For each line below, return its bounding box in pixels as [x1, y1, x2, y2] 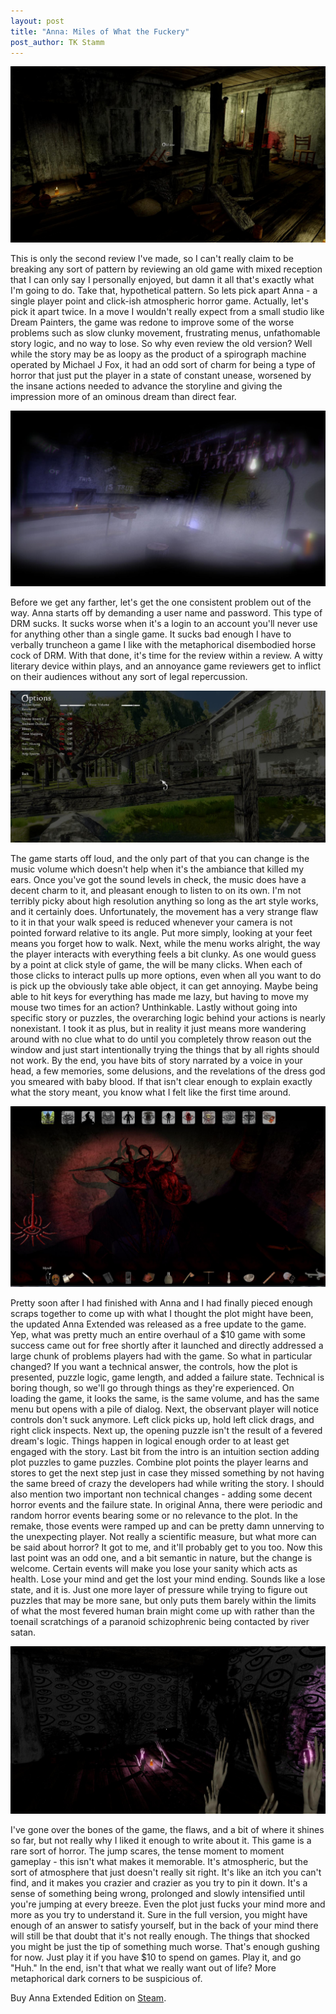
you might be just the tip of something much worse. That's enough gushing [10, 1941, 320, 1953]
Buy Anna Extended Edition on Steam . [10, 1992, 167, 2004]
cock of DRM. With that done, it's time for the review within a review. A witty [10, 650, 323, 662]
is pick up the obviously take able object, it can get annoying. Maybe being [10, 980, 319, 992]
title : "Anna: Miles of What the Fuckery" [10, 26, 190, 37]
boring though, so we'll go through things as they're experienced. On [10, 1382, 295, 1394]
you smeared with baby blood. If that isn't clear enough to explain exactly [10, 1076, 313, 1088]
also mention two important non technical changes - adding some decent [10, 1488, 313, 1500]
